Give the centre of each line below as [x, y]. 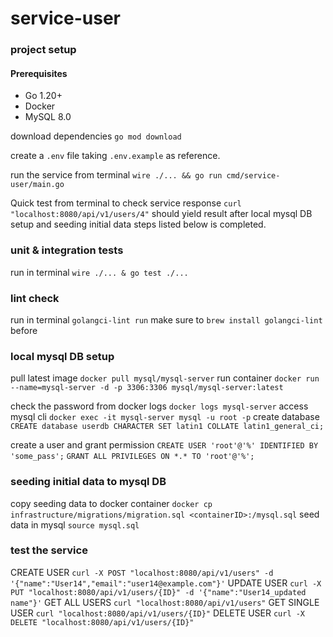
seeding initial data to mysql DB [88, 482]
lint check [35, 298]
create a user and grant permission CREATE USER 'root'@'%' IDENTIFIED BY [164, 445]
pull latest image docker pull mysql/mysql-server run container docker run [165, 378]
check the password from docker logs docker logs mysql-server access [159, 406]
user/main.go [37, 185]
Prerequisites [39, 73]
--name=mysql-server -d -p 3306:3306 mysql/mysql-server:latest [147, 388]
